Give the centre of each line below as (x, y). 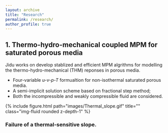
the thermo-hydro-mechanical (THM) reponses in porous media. (73, 70)
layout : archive (22, 10)
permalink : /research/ (29, 19)
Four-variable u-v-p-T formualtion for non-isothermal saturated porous (87, 80)
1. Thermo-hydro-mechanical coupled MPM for (81, 44)
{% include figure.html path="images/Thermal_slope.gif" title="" (73, 106)
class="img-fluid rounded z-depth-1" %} (48, 112)
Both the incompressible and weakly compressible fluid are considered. (88, 96)
